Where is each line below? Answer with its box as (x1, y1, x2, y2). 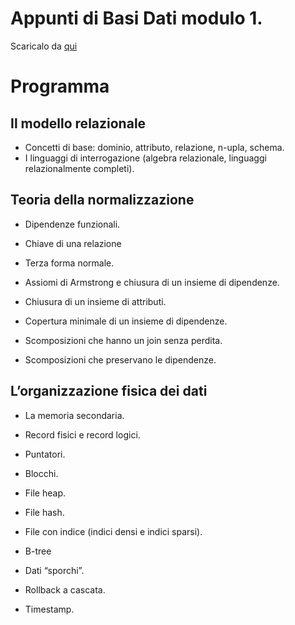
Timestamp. (24, 603, 75, 615)
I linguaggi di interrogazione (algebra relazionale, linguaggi (24, 152, 267, 164)
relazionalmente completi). (24, 162, 135, 174)
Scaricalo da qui (10, 40, 78, 52)
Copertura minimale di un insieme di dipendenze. (24, 315, 228, 327)
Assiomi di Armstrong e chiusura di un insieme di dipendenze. (24, 276, 280, 288)
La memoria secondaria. (24, 409, 125, 421)
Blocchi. (24, 467, 59, 479)
